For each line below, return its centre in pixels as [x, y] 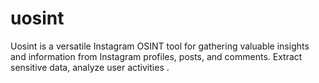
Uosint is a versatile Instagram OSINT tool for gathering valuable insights [160, 46]
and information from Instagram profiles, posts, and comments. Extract [156, 56]
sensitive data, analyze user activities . [90, 67]
